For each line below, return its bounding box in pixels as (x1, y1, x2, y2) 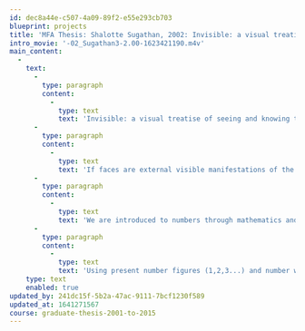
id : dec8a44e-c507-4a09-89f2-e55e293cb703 (9, 13, 172, 23)
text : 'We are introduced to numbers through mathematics (57, 215, 282, 225)
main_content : (9, 47, 64, 56)
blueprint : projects (9, 22, 88, 31)
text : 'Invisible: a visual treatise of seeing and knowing (57, 114, 290, 123)
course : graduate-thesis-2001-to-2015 (9, 308, 156, 317)
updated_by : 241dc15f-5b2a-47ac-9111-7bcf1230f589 (9, 291, 205, 300)
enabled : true (25, 283, 79, 292)
